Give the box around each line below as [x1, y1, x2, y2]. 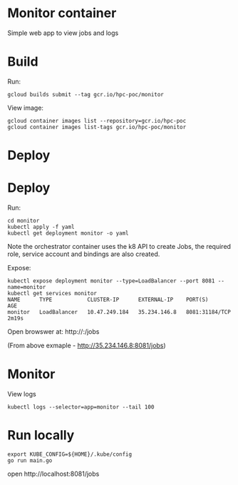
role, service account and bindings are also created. [7, 250, 160, 258]
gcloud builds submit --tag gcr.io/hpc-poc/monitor [7, 91, 164, 98]
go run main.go [7, 456, 53, 464]
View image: [7, 103, 44, 112]
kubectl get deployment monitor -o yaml [7, 230, 130, 237]
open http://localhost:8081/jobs [7, 469, 100, 478]
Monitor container [7, 5, 117, 21]
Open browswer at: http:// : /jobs [7, 327, 100, 336]
